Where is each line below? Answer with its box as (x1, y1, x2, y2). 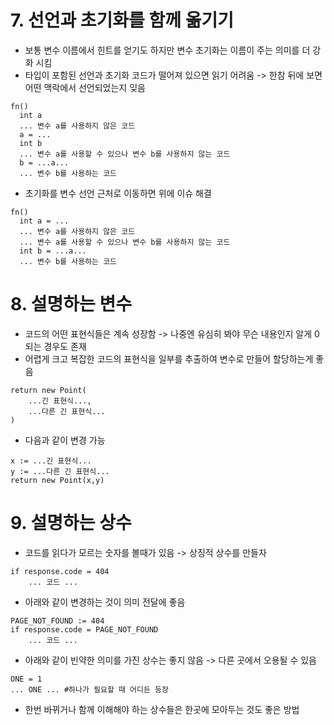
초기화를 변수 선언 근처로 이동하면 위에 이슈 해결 (24, 187, 212, 199)
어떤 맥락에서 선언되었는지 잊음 (24, 81, 146, 93)
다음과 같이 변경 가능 (24, 434, 106, 446)
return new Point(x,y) (10, 475, 105, 485)
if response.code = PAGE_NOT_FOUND (10, 624, 159, 635)
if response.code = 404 (10, 566, 110, 576)
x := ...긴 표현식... (10, 456, 92, 466)
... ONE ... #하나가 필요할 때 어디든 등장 (10, 684, 169, 695)
